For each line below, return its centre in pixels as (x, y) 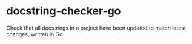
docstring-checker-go (64, 11)
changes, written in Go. (35, 34)
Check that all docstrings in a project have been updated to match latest (96, 28)
